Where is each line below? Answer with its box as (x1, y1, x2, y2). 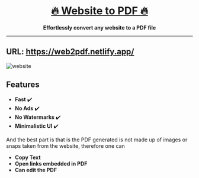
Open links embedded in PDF (14, 160, 88, 167)
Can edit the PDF (14, 166, 57, 173)
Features (6, 80, 40, 90)
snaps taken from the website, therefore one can (6, 142, 126, 149)
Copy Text (14, 154, 41, 161)
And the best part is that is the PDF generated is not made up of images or (6, 136, 188, 143)
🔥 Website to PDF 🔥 (51, 4, 148, 18)
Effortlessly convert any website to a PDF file (43, 24, 156, 31)
